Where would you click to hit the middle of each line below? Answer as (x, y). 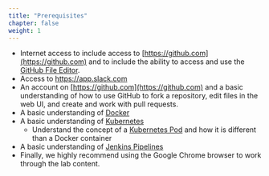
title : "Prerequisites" (48, 16)
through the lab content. (60, 164)
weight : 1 (25, 30)
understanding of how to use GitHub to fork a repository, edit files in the (139, 96)
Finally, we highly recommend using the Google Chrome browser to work (141, 155)
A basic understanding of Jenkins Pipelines (92, 147)
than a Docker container (72, 138)
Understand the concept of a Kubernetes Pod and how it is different (144, 130)
